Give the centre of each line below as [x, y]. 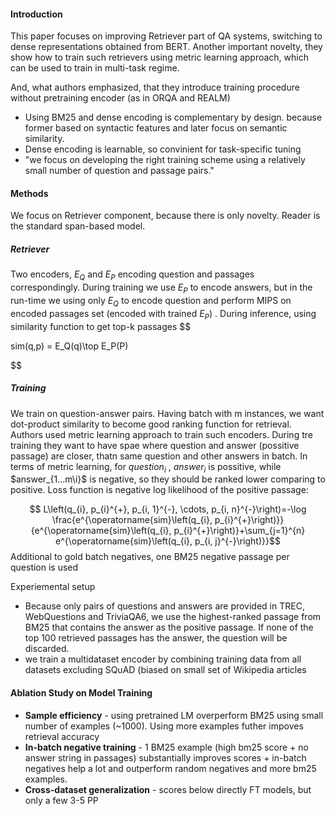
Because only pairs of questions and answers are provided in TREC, [164, 606]
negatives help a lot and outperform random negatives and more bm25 [170, 768]
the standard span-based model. [78, 226]
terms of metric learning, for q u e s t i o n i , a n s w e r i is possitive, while [146, 467]
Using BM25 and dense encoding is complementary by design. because [173, 117]
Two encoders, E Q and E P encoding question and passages [132, 275]
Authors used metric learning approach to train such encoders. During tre [161, 434]
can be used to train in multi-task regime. [95, 68]
